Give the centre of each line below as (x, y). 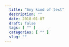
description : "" (26, 14)
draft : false (22, 23)
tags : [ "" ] (22, 28)
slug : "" (18, 37)
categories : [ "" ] (29, 32)
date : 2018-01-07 (27, 19)
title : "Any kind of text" (37, 10)
